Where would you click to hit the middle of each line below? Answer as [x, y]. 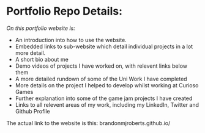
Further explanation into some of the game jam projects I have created [104, 98]
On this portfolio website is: [41, 28]
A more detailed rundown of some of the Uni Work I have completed [101, 79]
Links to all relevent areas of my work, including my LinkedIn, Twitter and [107, 104]
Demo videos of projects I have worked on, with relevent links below [101, 66]
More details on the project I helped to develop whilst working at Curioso [107, 85]
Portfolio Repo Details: [65, 11]
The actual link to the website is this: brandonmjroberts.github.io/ [88, 123]
